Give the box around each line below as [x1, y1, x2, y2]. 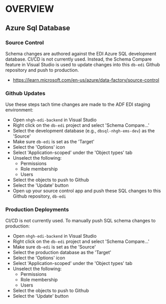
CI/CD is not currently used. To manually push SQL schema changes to [5, 218, 156, 224]
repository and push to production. [5, 67, 79, 73]
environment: [5, 107, 33, 113]
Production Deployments [5, 206, 69, 213]
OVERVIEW [5, 3, 54, 15]
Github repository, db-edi [12, 193, 66, 199]
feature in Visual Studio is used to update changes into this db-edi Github [5, 61, 160, 67]
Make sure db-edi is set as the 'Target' [12, 139, 95, 145]
